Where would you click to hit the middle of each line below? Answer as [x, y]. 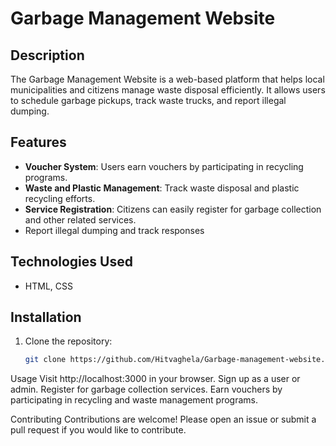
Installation [46, 317]
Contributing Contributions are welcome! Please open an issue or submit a [163, 419]
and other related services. [80, 219]
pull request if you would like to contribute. [98, 430]
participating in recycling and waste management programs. [134, 400]
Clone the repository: [68, 341]
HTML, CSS [48, 286]
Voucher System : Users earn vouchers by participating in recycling [164, 166]
